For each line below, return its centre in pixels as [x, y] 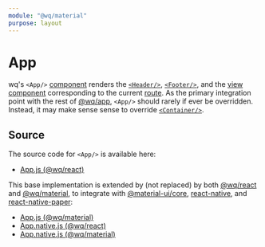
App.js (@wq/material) [57, 218]
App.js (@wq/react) [52, 170]
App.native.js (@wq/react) [63, 226]
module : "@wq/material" [48, 16]
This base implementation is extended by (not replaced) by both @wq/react [132, 185]
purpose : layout [35, 23]
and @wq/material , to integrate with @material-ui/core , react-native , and [128, 194]
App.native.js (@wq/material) [67, 234]
